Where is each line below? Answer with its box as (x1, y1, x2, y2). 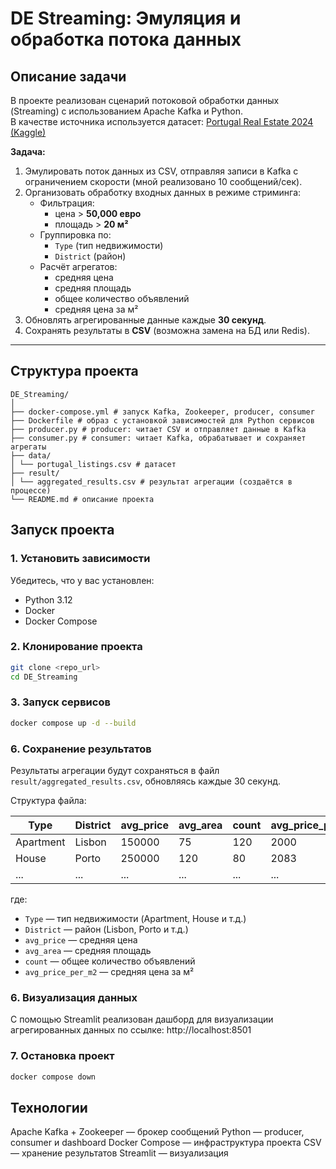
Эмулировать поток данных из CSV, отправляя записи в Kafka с (24, 165, 299, 177)
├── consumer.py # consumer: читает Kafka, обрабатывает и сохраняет (10, 433, 307, 443)
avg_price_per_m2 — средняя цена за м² (24, 966, 195, 978)
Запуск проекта (10, 522, 115, 539)
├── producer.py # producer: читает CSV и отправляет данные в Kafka (10, 424, 307, 434)
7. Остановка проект (10, 1049, 115, 1063)
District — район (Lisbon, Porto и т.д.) (24, 923, 189, 936)
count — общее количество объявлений (24, 955, 196, 967)
